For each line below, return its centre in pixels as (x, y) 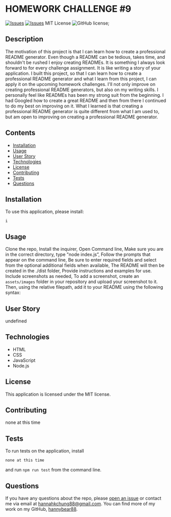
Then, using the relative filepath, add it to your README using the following (84, 287)
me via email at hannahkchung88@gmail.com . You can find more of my (80, 504)
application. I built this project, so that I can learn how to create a (74, 73)
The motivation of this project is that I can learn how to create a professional (86, 51)
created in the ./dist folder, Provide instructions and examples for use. (79, 271)
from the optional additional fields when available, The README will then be (85, 265)
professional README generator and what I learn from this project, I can (81, 79)
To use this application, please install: (45, 212)
